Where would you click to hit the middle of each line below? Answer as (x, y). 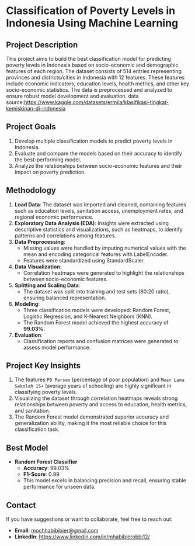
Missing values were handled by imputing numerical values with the (105, 248)
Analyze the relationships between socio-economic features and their (98, 165)
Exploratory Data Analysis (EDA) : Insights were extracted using (92, 223)
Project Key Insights (43, 366)
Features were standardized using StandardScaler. (84, 260)
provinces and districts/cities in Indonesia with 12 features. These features (95, 77)
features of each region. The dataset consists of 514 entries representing (94, 71)
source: (15, 102)
